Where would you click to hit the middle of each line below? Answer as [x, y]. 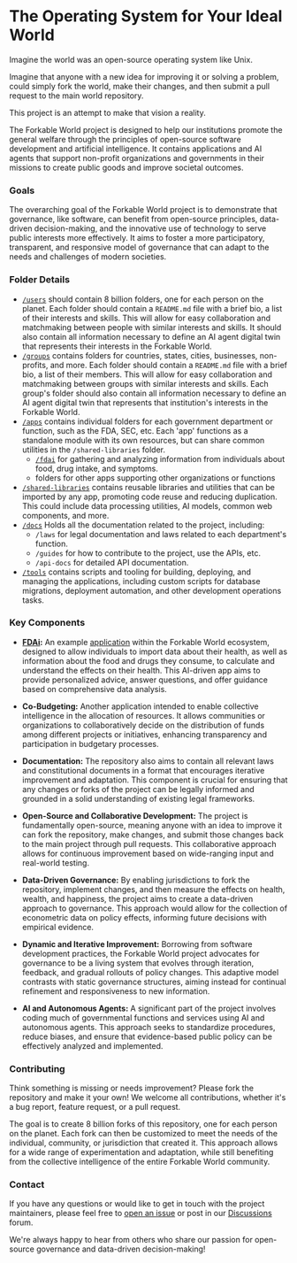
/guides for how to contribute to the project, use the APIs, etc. [148, 553]
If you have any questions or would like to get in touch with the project [137, 1204]
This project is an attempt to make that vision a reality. [107, 112]
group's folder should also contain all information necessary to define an [154, 393]
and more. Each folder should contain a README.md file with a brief [169, 365]
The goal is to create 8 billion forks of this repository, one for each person [144, 1124]
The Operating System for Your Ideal [146, 16]
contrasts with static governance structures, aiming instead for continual [154, 982]
